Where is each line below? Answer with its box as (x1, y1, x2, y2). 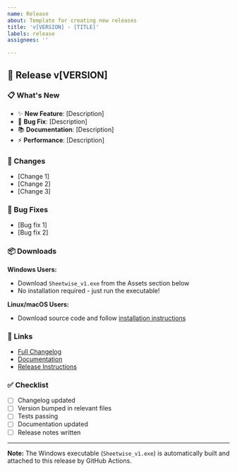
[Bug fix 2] (17, 228, 49, 237)
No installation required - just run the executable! (17, 286, 160, 295)
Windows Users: (7, 265, 57, 273)
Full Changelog (17, 348, 62, 355)
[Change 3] (17, 187, 51, 196)
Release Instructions (17, 362, 78, 371)
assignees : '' (7, 37, 49, 44)
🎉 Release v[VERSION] (7, 69, 108, 81)
